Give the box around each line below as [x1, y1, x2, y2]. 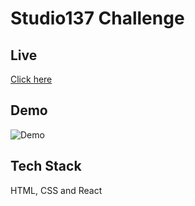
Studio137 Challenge [10, 7, 185, 30]
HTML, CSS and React [10, 184, 103, 196]
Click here [10, 73, 53, 85]
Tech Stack [10, 158, 82, 175]
